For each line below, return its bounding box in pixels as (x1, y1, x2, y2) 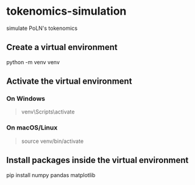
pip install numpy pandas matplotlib (6, 171, 96, 178)
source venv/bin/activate (21, 137, 84, 145)
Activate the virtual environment (6, 76, 132, 87)
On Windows (6, 95, 46, 103)
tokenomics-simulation (6, 4, 127, 18)
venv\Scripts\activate (21, 108, 75, 115)
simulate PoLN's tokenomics (6, 24, 78, 32)
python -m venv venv (6, 58, 60, 65)
